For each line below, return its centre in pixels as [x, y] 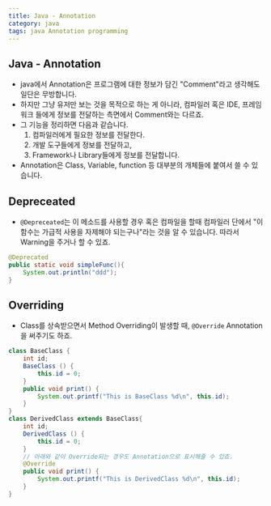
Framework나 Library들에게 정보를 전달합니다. [106, 155]
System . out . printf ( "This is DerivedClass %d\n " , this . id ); [139, 479]
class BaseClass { [39, 351]
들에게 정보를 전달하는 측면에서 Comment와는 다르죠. [120, 115]
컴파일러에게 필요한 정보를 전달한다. [89, 135]
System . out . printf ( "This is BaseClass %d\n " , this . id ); [133, 396]
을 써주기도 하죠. [46, 336]
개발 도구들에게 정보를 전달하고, [82, 145]
